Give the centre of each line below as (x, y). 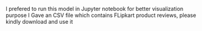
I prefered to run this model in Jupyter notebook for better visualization (95, 9)
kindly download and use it (40, 22)
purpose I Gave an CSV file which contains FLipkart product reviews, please (101, 15)
